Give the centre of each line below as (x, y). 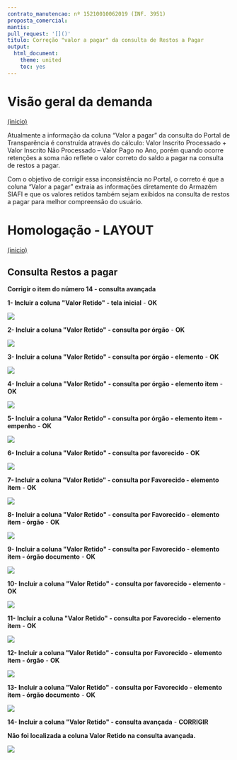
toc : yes (33, 67)
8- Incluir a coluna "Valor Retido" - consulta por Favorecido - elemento (114, 515)
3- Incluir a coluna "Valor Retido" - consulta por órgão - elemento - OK (113, 357)
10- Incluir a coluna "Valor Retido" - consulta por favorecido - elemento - (117, 584)
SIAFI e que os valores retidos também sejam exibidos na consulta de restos (118, 194)
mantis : (19, 27)
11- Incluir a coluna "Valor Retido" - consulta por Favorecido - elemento (114, 618)
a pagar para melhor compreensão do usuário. (75, 201)
